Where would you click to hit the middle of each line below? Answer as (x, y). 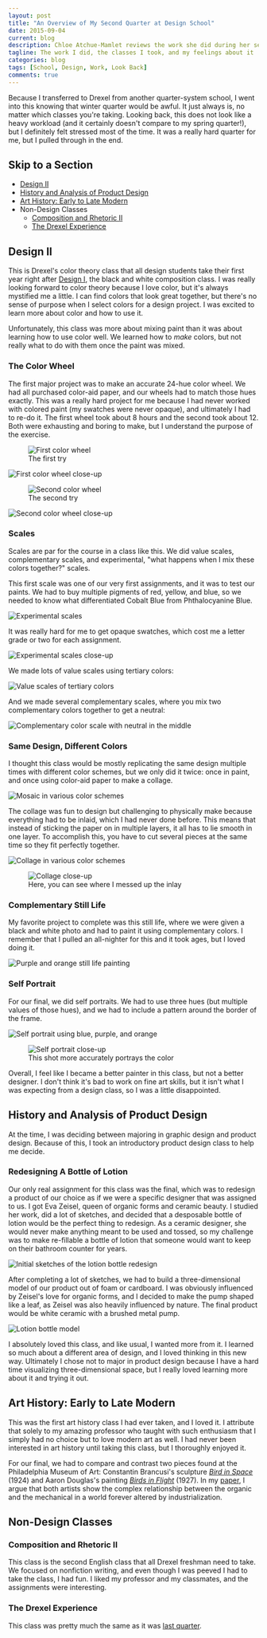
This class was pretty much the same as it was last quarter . (105, 1625)
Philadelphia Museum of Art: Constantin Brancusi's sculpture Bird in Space (131, 1471)
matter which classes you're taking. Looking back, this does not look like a (130, 114)
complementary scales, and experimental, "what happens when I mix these (132, 560)
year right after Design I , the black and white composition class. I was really (132, 279)
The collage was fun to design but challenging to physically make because (130, 811)
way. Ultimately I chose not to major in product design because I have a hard (133, 1361)
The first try (48, 458)
